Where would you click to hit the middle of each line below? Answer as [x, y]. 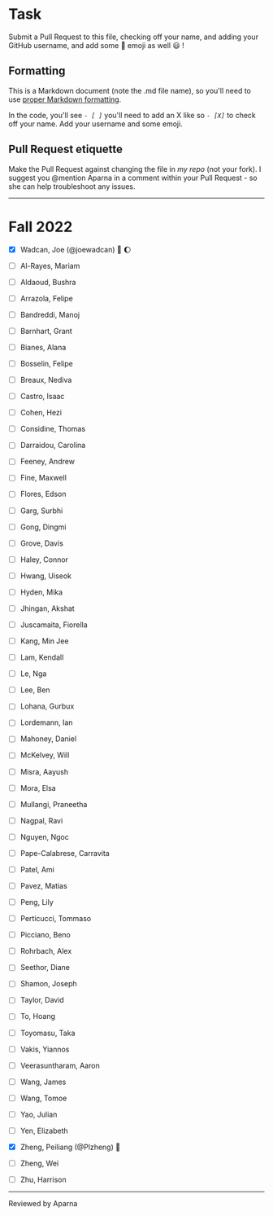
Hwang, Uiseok [45, 576]
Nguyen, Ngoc [44, 836]
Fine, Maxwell [43, 478]
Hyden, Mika [41, 592]
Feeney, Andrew [48, 462]
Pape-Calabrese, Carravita [65, 853]
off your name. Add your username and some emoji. [95, 124]
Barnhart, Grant [46, 331]
